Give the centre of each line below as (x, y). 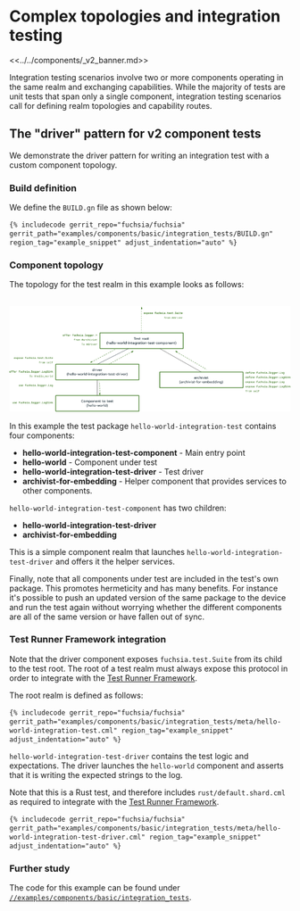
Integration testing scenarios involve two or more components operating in (146, 77)
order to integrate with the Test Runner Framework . (104, 678)
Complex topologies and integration (145, 17)
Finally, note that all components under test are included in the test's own (144, 578)
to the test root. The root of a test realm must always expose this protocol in (149, 668)
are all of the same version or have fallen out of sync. (107, 617)
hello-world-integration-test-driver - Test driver (112, 471)
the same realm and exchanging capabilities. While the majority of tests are (147, 87)
